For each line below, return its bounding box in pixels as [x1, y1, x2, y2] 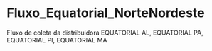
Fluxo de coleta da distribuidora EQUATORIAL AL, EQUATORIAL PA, [6, 28, 203, 37]
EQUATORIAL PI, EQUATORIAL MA [6, 35, 107, 44]
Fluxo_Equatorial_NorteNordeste [6, 5, 205, 21]
